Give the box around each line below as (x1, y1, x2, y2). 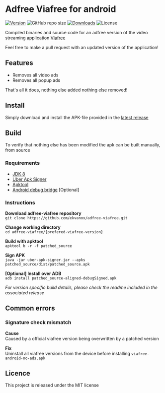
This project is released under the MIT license (5, 382, 99, 388)
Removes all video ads (12, 72, 59, 78)
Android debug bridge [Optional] (12, 187, 80, 193)
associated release (5, 289, 45, 296)
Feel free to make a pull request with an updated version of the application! (5, 44, 159, 50)
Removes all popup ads (12, 77, 61, 83)
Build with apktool (5, 238, 43, 244)
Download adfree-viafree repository (5, 210, 82, 216)
